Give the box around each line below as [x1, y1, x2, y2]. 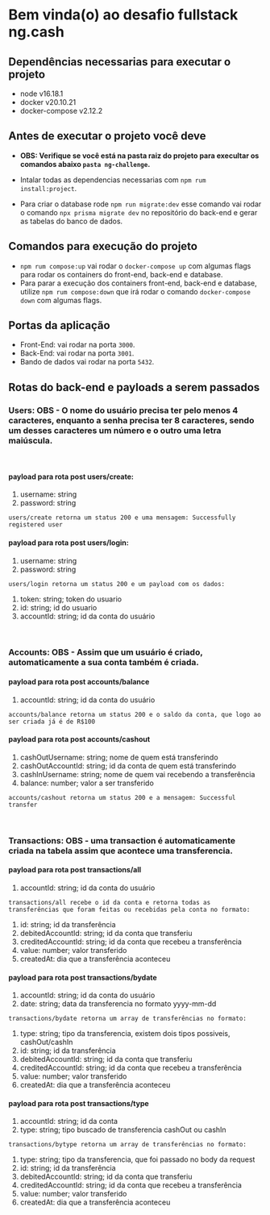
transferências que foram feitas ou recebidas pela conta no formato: [8, 905, 251, 913]
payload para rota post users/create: [8, 472, 135, 481]
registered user [8, 521, 63, 529]
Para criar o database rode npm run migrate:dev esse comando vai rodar [19, 199, 262, 209]
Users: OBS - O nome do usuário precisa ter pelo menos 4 [8, 405, 239, 416]
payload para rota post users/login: [8, 538, 129, 547]
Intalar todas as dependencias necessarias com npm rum [19, 175, 206, 185]
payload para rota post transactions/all [8, 865, 142, 875]
